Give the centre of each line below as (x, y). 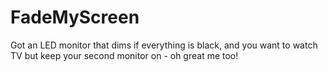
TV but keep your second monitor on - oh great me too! (124, 55)
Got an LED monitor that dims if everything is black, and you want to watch (164, 45)
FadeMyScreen (75, 17)
